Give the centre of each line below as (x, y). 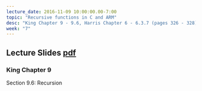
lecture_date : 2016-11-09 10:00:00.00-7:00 (62, 12)
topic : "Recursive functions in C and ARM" (62, 17)
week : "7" (19, 28)
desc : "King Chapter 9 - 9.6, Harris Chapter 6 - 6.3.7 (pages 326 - (95, 23)
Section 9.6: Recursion (34, 83)
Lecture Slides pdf (41, 52)
